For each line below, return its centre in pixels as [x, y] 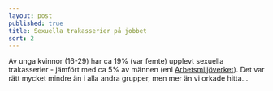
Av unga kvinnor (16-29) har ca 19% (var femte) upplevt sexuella [116, 61]
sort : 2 [22, 38]
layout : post [30, 16]
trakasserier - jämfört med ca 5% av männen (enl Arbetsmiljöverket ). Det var [136, 70]
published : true [36, 23]
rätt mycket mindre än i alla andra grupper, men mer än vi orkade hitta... [128, 78]
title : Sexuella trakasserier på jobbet [78, 31]
